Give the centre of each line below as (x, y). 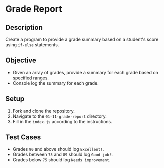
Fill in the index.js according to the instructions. (62, 121)
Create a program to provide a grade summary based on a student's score (82, 39)
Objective (21, 60)
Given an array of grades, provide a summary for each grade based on (86, 72)
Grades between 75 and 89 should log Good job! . (62, 155)
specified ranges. (31, 78)
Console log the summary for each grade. (55, 83)
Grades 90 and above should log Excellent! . (58, 149)
